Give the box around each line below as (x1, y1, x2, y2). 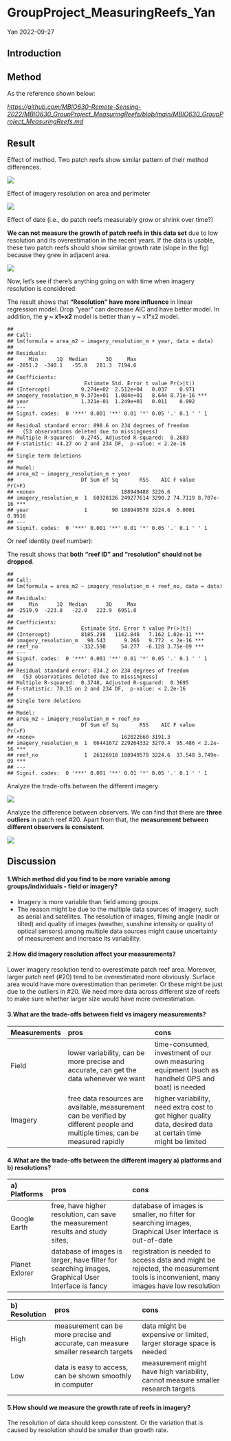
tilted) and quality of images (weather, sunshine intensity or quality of (16, 919, 214, 928)
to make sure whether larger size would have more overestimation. (7, 994, 196, 1003)
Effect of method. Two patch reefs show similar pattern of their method (7, 155, 208, 163)
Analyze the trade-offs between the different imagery (7, 781, 159, 790)
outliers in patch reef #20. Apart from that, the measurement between (7, 815, 208, 824)
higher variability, (154, 1094, 211, 1103)
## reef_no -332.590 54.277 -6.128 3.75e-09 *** (7, 643, 205, 650)
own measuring (154, 1056, 205, 1066)
